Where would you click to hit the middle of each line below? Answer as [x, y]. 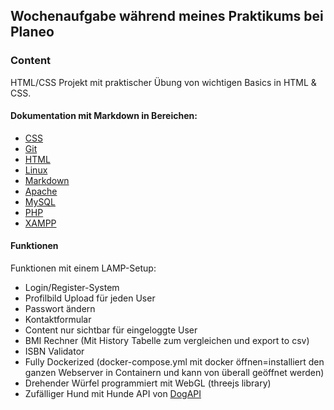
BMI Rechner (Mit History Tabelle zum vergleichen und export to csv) [167, 341]
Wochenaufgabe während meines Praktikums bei [167, 16]
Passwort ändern [60, 309]
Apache [41, 191]
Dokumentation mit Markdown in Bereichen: [104, 116]
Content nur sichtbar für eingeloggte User [111, 330]
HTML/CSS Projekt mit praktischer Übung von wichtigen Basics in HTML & [163, 82]
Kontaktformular [58, 320]
